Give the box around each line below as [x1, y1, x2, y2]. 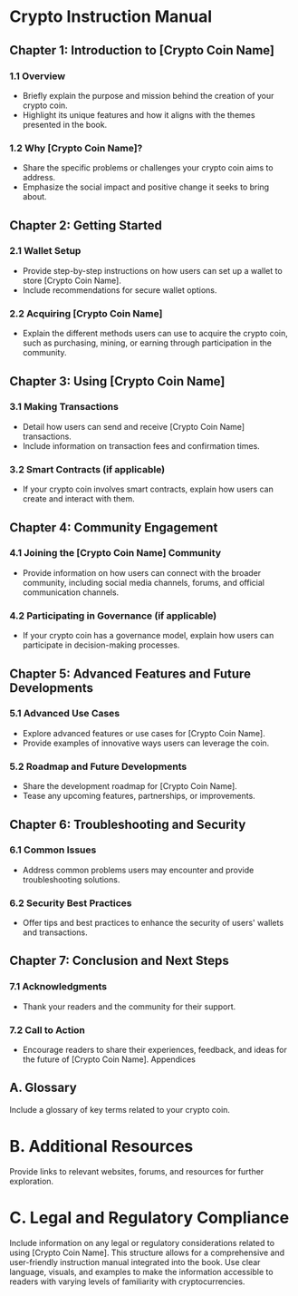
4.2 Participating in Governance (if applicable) [9, 609, 217, 622]
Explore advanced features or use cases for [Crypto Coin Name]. [22, 727, 265, 738]
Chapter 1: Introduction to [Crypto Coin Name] [9, 43, 274, 58]
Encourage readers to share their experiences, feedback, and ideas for [22, 1045, 287, 1056]
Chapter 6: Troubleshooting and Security [9, 816, 246, 832]
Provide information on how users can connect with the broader [22, 567, 262, 578]
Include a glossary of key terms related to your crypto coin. [9, 1104, 231, 1115]
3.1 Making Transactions [9, 401, 120, 414]
